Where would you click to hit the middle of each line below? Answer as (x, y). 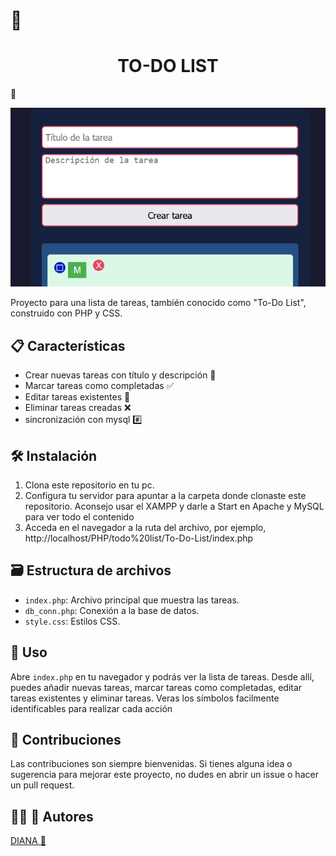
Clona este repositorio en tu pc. (89, 485)
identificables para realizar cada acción (91, 708)
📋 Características (68, 345)
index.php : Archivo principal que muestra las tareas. (132, 600)
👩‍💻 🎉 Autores (52, 816)
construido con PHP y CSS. (66, 313)
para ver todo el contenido (79, 517)
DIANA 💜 (28, 841)
